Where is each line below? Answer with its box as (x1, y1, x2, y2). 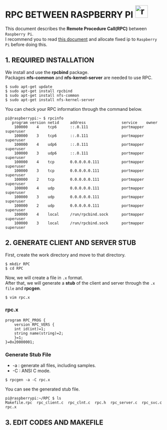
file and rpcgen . (5, 285, 41, 291)
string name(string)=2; (14, 331, 64, 336)
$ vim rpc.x (5, 295, 30, 300)
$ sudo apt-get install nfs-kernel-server (5, 97, 95, 102)
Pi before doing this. (5, 41, 47, 47)
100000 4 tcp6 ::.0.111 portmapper (14, 124, 144, 129)
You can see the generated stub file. (5, 386, 80, 392)
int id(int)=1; (14, 326, 46, 332)
